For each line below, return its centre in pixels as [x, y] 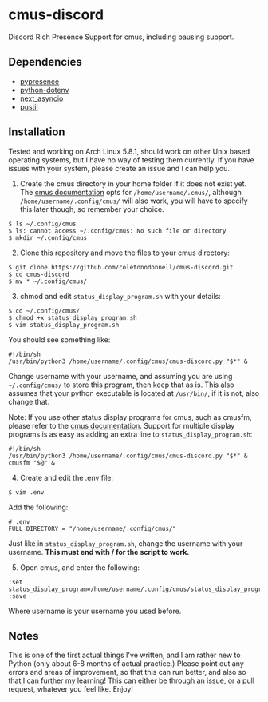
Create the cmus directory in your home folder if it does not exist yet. [133, 183]
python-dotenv [44, 90]
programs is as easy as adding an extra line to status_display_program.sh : [130, 434]
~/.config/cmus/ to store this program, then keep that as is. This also [121, 385]
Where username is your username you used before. [95, 611]
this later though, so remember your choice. [92, 209]
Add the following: [38, 507]
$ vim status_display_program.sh [64, 325]
